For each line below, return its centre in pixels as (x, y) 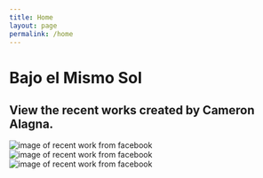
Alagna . (32, 124)
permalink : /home (41, 34)
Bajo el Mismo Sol (76, 77)
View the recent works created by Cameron (132, 110)
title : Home (31, 17)
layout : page (33, 26)
